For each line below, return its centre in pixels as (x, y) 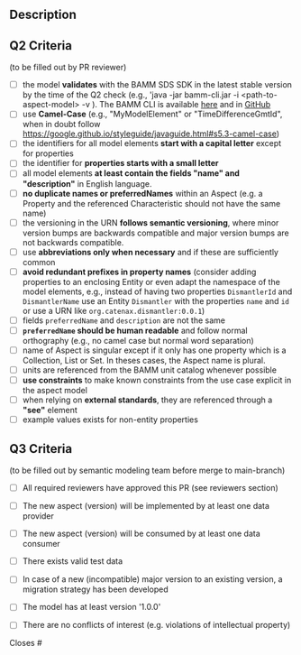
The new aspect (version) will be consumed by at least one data (141, 534)
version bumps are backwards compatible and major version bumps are (156, 233)
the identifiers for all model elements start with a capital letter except (152, 143)
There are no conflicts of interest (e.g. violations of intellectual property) (156, 625)
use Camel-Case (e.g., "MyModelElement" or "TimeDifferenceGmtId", (152, 114)
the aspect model (55, 391)
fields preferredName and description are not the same (123, 320)
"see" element (50, 411)
